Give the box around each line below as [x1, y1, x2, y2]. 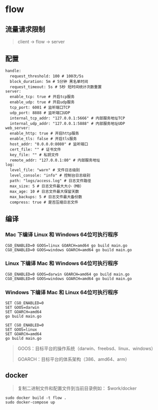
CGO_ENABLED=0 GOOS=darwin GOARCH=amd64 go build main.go [5, 271, 130, 277]
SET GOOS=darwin [5, 305, 39, 310]
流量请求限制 [5, 25, 45, 33]
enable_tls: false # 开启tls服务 [10, 136, 77, 141]
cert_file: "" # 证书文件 [10, 147, 62, 152]
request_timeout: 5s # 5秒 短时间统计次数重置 [10, 84, 102, 89]
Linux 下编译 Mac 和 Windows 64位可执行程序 [5, 260, 119, 267]
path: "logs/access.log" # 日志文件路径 [10, 178, 91, 183]
